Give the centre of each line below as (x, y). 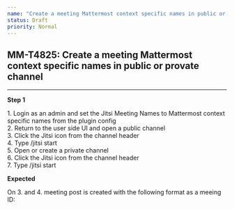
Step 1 (16, 100)
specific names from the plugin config (62, 121)
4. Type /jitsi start (32, 143)
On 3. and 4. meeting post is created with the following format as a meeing (114, 192)
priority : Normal (32, 26)
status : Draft (28, 20)
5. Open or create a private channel (58, 150)
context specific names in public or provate (103, 66)
